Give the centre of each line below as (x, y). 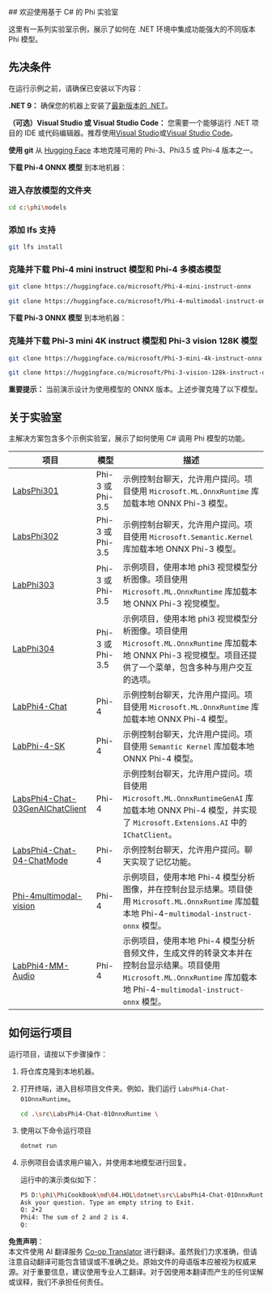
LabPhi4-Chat (40, 707)
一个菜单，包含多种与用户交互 (196, 668)
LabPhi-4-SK (39, 746)
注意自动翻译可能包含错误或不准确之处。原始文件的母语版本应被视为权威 (129, 1262)
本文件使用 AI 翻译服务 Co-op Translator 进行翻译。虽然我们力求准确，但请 (133, 1251)
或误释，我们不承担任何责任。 (58, 1282)
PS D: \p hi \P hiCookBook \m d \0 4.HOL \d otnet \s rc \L (100, 1195)
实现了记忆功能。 (164, 862)
